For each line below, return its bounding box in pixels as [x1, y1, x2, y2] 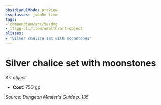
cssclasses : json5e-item [5, 12, 58, 17]
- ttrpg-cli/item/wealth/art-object [5, 26, 83, 31]
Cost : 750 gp [12, 84, 41, 90]
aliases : [5, 31, 24, 36]
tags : [5, 17, 17, 22]
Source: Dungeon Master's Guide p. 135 [5, 94, 89, 100]
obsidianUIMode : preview [5, 7, 58, 13]
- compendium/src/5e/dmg [5, 21, 58, 27]
